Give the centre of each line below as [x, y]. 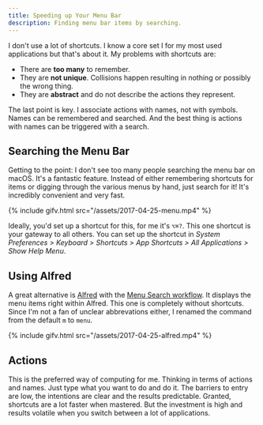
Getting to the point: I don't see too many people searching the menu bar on [131, 170]
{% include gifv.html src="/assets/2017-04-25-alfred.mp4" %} [110, 336]
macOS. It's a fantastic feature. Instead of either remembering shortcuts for [131, 179]
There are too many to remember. [75, 69]
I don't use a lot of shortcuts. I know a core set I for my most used [115, 45]
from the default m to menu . [51, 320]
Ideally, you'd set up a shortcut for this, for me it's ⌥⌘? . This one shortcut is [130, 226]
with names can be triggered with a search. [79, 126]
